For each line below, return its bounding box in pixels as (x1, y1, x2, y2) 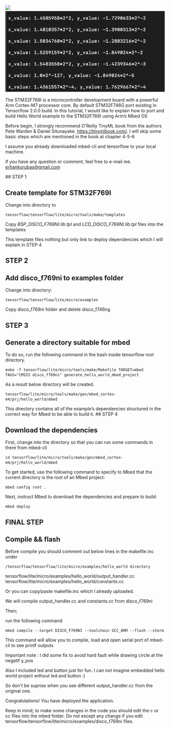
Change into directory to (5, 202, 56, 208)
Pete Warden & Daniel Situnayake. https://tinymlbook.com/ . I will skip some (5, 128, 161, 134)
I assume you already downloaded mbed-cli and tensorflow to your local (5, 143, 156, 149)
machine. (5, 149, 25, 155)
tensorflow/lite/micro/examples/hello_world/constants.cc (5, 579, 124, 585)
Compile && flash (5, 535, 61, 544)
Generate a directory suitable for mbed (5, 338, 131, 347)
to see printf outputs (11, 642, 54, 649)
